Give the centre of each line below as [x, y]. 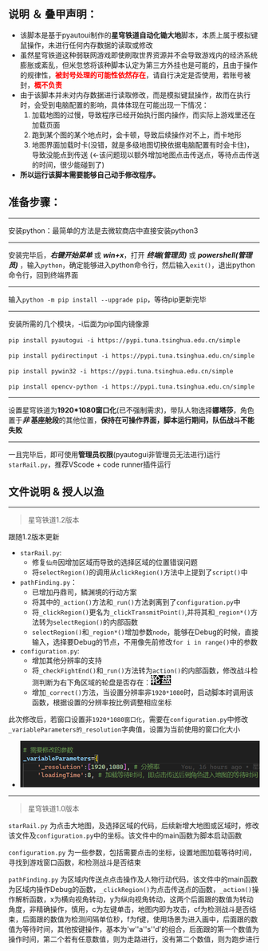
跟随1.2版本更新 [34, 537]
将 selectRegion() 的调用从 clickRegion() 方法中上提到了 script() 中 [140, 572]
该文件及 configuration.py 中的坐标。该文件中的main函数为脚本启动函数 [125, 835]
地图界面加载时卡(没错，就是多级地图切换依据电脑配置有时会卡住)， [142, 144]
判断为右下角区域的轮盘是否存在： [95, 683]
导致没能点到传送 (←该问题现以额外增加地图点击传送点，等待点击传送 [146, 155]
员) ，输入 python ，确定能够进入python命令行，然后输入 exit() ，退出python [132, 265]
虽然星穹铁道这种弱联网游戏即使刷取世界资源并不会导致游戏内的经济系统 [138, 55]
